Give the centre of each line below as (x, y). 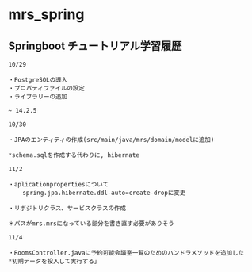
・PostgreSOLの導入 (38, 80)
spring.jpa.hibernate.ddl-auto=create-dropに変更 (104, 193)
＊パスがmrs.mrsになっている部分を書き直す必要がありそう (91, 224)
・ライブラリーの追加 (38, 97)
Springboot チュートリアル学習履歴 (95, 46)
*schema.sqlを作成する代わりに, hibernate (74, 155)
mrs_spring (46, 15)
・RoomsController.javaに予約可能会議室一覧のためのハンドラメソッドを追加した (126, 253)
